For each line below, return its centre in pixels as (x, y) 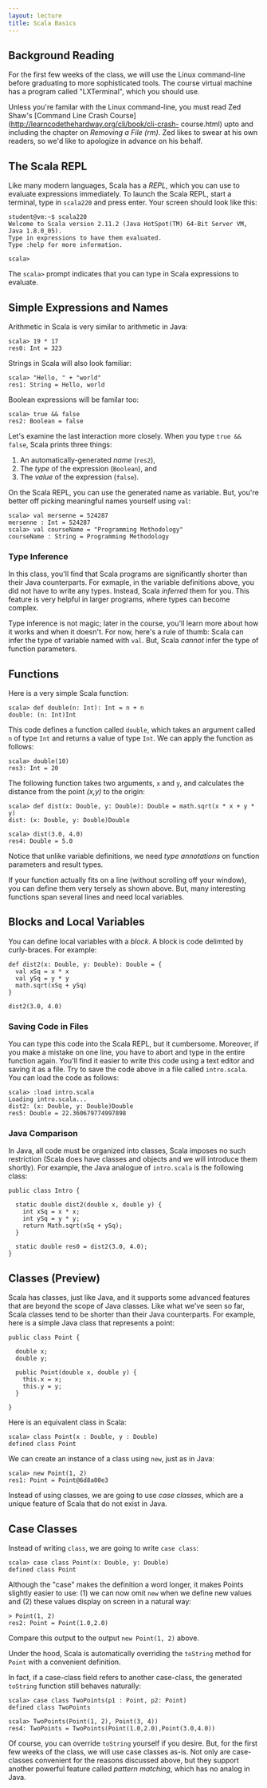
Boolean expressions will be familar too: (74, 399)
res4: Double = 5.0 (41, 841)
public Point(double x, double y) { (76, 1373)
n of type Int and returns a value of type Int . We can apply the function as (131, 738)
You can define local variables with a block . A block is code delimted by (126, 941)
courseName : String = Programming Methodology (89, 536)
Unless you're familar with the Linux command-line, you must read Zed (125, 107)
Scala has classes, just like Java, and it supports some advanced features (129, 1297)
